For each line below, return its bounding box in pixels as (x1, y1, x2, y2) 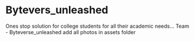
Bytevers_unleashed (5, 3, 108, 17)
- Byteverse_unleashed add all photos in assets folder (5, 28, 136, 35)
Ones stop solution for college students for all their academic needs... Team (5, 23, 190, 29)
